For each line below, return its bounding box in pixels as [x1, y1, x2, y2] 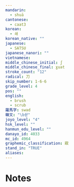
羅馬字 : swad [5, 108, 31, 113]
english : [5, 93, 24, 98]
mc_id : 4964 [5, 136, 31, 141]
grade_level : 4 [5, 84, 38, 89]
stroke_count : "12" [5, 70, 47, 75]
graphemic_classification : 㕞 [5, 141, 69, 146]
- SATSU [10, 46, 27, 51]
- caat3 [10, 22, 27, 27]
